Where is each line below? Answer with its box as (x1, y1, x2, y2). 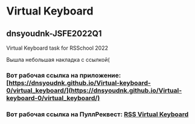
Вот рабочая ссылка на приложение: (6, 71, 121, 79)
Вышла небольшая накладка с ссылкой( (6, 56, 110, 63)
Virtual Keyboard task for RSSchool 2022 (6, 44, 109, 51)
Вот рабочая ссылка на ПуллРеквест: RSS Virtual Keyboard (6, 110, 189, 119)
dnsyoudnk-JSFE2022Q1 (6, 28, 102, 39)
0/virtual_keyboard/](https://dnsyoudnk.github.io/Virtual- (6, 86, 182, 94)
